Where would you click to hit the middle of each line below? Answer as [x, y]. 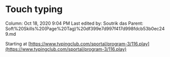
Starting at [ [18, 43]
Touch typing [34, 9]
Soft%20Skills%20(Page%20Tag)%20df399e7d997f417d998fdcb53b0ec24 [85, 28]
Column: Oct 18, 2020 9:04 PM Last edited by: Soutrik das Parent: [74, 23]
